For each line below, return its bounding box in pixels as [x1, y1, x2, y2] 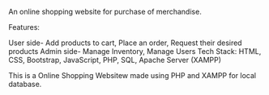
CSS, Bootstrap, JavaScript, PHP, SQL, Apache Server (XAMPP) [8, 56, 221, 64]
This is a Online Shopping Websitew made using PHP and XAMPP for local [8, 71, 257, 80]
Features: [8, 23, 41, 31]
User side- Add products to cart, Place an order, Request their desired [8, 38, 242, 47]
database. [8, 80, 42, 89]
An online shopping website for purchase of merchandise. [8, 7, 203, 16]
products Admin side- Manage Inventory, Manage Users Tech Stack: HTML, [8, 47, 262, 56]
